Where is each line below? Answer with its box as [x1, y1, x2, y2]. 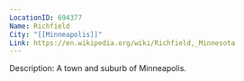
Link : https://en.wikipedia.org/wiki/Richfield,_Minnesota [9, 38, 236, 48]
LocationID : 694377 [9, 13, 83, 22]
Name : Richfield [9, 22, 70, 31]
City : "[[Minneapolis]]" [9, 30, 103, 39]
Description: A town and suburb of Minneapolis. [9, 63, 187, 74]
